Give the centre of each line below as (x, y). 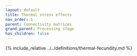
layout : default (22, 10)
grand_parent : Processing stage (40, 29)
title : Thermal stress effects (39, 15)
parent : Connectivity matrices (39, 24)
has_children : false (27, 34)
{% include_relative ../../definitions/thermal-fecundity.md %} (69, 48)
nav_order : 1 (19, 19)
